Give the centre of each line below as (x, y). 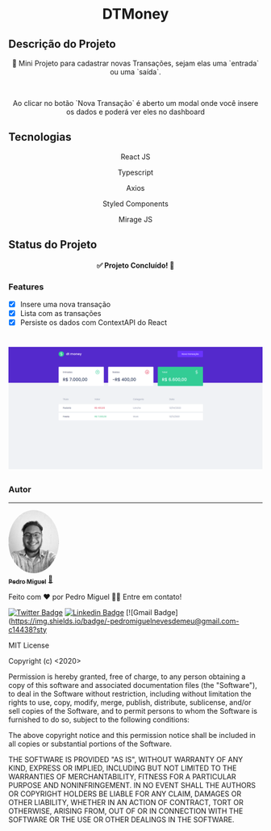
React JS (135, 156)
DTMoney (135, 14)
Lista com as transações (60, 314)
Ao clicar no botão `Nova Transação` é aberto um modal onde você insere (135, 103)
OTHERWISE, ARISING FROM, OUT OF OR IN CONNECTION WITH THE (126, 811)
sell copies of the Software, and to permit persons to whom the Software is (133, 711)
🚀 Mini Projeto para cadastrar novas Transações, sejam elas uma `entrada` (135, 63)
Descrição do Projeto (62, 44)
